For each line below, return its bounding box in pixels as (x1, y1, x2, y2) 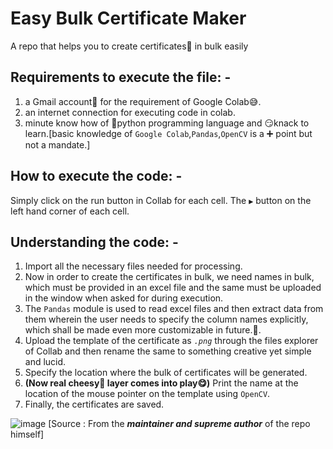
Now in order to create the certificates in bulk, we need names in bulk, (24, 271, 315, 283)
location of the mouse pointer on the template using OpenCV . (24, 388, 271, 400)
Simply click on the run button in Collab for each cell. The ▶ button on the (10, 194, 312, 206)
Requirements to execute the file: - (10, 69, 232, 86)
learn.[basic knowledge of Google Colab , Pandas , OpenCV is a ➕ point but (24, 127, 313, 139)
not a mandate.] (24, 138, 91, 151)
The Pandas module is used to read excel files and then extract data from (24, 303, 324, 315)
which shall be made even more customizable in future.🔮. (24, 324, 262, 336)
